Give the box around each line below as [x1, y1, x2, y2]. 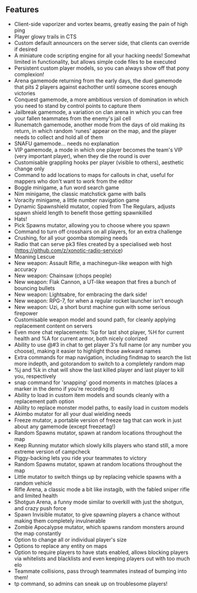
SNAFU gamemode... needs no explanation [14, 140, 120, 147]
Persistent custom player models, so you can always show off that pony [14, 65, 190, 72]
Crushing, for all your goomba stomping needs [14, 234, 128, 241]
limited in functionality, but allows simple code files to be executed [14, 58, 176, 65]
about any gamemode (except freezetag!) [14, 423, 116, 430]
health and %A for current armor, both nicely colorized [14, 334, 148, 342]
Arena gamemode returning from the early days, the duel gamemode [14, 77, 182, 84]
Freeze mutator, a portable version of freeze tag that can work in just [14, 417, 182, 424]
